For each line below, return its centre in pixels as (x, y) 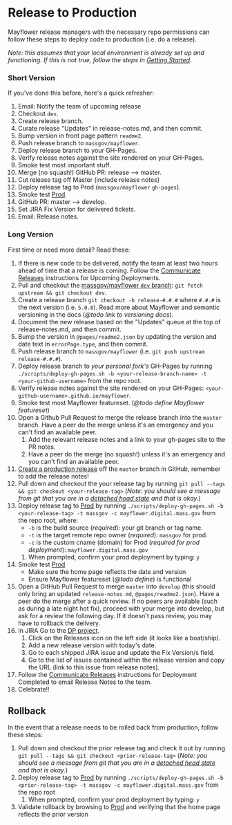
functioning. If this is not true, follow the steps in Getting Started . (100, 59)
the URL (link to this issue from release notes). (94, 667)
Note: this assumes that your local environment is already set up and (106, 53)
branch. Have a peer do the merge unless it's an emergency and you (115, 425)
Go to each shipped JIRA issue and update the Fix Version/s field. (121, 652)
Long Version (31, 234)
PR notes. (42, 447)
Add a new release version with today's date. (92, 645)
